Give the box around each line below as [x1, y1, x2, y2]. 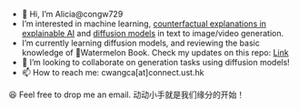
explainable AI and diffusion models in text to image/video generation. [21, 28, 284, 38]
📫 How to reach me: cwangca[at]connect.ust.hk [21, 67, 204, 77]
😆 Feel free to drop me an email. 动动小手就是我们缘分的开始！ [8, 89, 245, 100]
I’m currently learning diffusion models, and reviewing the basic [21, 37, 260, 48]
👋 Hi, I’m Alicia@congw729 [21, 9, 124, 19]
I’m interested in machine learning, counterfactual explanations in [21, 18, 267, 29]
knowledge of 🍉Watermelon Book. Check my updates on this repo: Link [21, 47, 289, 58]
